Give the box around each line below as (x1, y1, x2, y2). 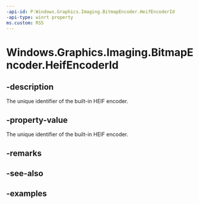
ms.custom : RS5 (6, 20, 44, 26)
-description (6, 82, 54, 92)
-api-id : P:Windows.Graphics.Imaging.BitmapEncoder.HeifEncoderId (6, 8, 175, 15)
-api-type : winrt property (6, 14, 74, 20)
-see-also (6, 168, 44, 178)
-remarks (6, 148, 42, 158)
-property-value (6, 115, 68, 125)
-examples (6, 188, 47, 199)
